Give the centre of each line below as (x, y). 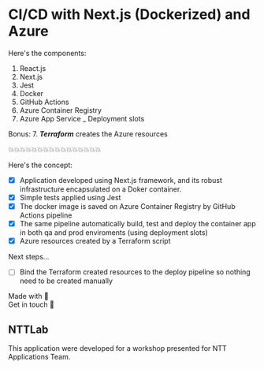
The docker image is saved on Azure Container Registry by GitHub (127, 207)
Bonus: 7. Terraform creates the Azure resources (88, 134)
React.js (33, 68)
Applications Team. (39, 357)
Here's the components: (47, 53)
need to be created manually (66, 281)
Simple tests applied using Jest (70, 198)
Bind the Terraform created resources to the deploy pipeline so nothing (135, 272)
